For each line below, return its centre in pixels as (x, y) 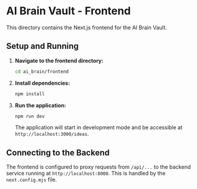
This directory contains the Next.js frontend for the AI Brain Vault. (87, 27)
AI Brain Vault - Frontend (69, 11)
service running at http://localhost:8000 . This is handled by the (86, 173)
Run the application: (41, 105)
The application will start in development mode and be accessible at (98, 128)
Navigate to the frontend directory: (59, 60)
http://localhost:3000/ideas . (52, 134)
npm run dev (30, 116)
